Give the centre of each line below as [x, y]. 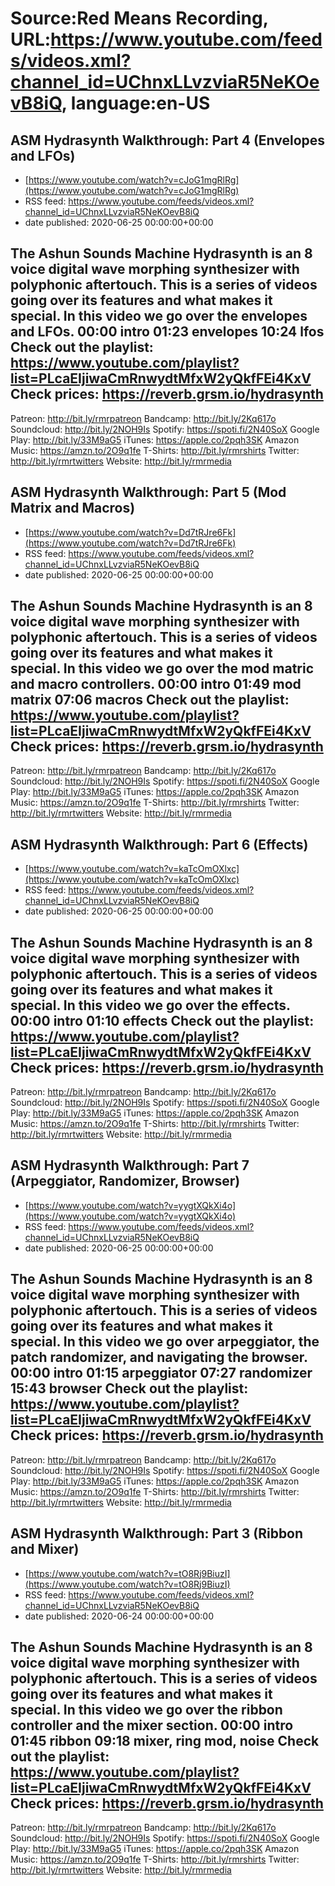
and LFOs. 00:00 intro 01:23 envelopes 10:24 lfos [167, 332]
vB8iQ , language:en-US [110, 103]
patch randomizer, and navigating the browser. [159, 1357]
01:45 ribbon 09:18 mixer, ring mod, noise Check [165, 1740]
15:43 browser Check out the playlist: [129, 1388]
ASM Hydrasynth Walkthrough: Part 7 [130, 1165]
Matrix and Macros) [73, 508]
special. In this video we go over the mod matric [162, 668]
